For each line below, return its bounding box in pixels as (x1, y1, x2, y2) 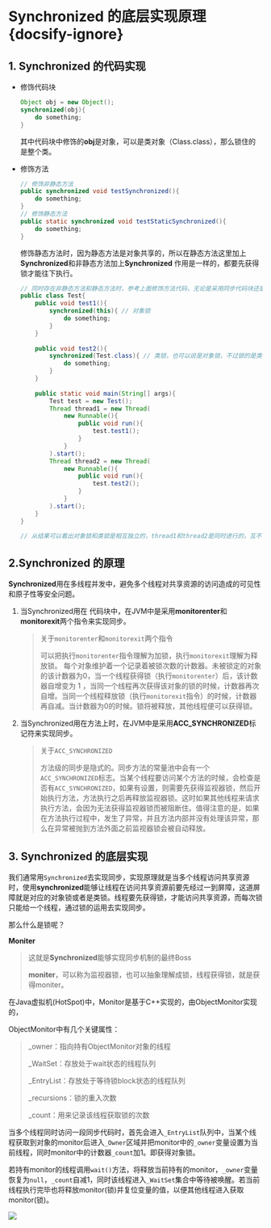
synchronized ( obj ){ (19, 106, 86, 114)
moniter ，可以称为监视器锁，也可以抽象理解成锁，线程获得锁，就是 (27, 970, 253, 979)
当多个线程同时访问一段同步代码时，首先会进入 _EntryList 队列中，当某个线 (8, 1128, 256, 1137)
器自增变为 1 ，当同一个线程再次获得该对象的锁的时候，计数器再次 (40, 681, 260, 691)
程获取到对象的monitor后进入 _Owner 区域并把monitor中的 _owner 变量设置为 (8, 1138, 252, 1147)
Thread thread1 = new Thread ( (49, 405, 151, 413)
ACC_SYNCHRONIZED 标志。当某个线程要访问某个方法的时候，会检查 (40, 773, 254, 783)
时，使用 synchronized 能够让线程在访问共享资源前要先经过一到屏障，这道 (8, 882, 254, 892)
